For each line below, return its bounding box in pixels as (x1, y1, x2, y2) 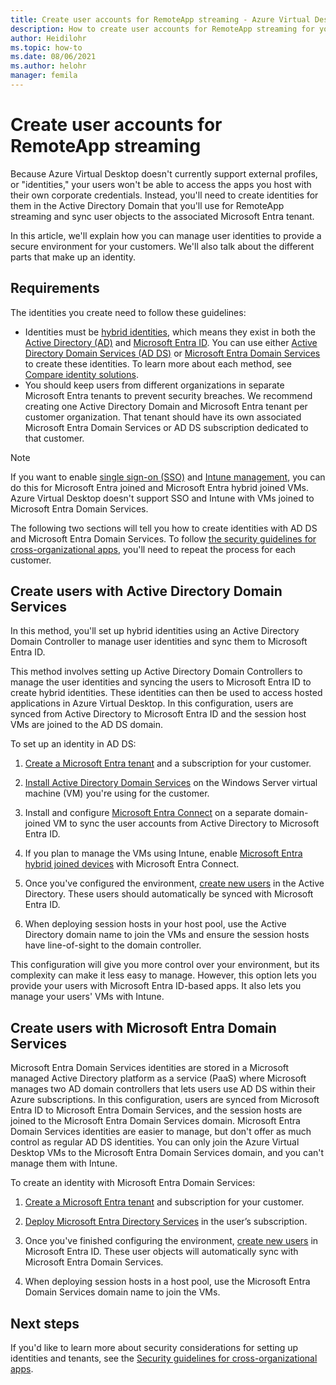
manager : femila (10, 71, 78, 81)
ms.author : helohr (10, 61, 87, 71)
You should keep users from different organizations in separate (24, 379, 285, 391)
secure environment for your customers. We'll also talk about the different (10, 240, 315, 252)
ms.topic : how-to (10, 42, 83, 53)
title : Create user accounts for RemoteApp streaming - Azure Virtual (10, 14, 311, 25)
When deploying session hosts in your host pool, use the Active (24, 918, 287, 930)
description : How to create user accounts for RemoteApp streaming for (10, 24, 315, 34)
